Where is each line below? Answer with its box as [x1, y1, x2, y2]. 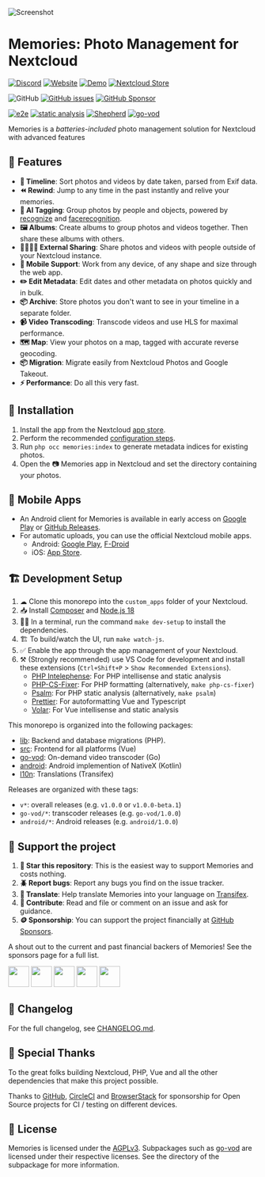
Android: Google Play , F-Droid [31, 539, 130, 549]
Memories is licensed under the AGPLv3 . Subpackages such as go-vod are [8, 1144, 252, 1153]
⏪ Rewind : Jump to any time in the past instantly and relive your [19, 185, 229, 195]
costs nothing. [19, 869, 67, 879]
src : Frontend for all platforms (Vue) [19, 744, 137, 754]
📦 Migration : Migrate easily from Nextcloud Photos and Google [19, 357, 229, 367]
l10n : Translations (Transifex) [19, 769, 115, 779]
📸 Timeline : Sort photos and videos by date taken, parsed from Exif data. [19, 177, 258, 186]
